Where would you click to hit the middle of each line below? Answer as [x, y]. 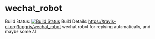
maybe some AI [21, 31]
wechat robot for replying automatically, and [106, 26]
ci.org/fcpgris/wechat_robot [33, 26]
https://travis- [102, 21]
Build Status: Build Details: [46, 21]
